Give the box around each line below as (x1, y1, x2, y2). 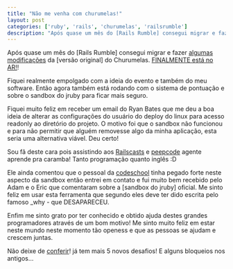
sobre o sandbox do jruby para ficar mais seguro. (7, 92, 148, 100)
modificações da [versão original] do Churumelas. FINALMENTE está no (7, 56, 214, 64)
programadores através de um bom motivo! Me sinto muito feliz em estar (7, 219, 216, 227)
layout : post (7, 17, 45, 24)
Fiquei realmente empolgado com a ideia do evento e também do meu (7, 77, 207, 85)
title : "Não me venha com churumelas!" (7, 10, 123, 17)
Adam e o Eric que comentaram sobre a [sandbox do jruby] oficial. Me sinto (7, 183, 223, 191)
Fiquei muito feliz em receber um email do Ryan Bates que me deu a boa (7, 105, 215, 113)
